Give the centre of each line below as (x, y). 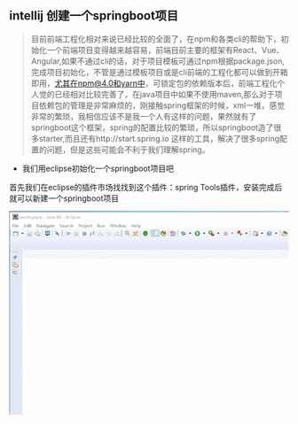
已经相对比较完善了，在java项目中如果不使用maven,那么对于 (165, 94)
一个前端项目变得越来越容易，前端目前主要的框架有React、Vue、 (165, 50)
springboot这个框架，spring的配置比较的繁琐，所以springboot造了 (152, 127)
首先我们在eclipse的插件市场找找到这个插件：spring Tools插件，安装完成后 (146, 187)
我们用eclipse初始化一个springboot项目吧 (98, 168)
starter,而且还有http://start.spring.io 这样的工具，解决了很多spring (159, 138)
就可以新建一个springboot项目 (64, 198)
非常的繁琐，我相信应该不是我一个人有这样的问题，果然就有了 (144, 116)
